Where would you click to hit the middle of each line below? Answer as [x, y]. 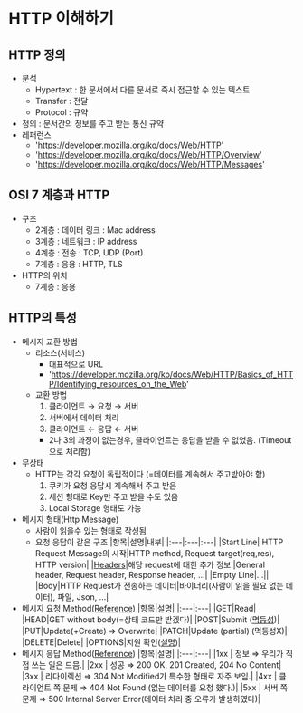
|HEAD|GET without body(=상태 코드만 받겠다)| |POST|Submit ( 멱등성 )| [151, 619]
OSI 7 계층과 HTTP [59, 195]
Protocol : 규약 [62, 112]
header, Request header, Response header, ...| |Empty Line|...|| [152, 574]
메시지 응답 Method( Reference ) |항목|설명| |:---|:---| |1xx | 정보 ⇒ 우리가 [152, 653]
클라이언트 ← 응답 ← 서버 [94, 429]
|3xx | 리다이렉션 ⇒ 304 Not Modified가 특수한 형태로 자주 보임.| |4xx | [149, 676]
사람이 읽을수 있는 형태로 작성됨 [90, 530]
